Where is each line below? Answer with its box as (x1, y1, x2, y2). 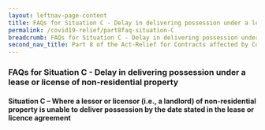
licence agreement (8, 113, 71, 122)
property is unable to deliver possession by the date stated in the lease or (8, 104, 255, 114)
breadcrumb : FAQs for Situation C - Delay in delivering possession (8, 33, 238, 42)
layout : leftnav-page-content (8, 11, 108, 20)
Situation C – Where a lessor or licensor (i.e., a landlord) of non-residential (8, 96, 256, 106)
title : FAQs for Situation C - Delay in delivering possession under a (8, 19, 248, 27)
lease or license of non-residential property (8, 76, 179, 87)
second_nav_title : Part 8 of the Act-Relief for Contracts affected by (8, 41, 248, 49)
